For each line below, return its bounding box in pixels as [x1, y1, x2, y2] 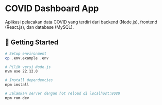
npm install [5, 82, 29, 87]
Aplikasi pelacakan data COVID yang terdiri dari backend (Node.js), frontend [5, 19, 158, 25]
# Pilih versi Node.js [5, 64, 51, 70]
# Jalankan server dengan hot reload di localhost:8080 [5, 91, 120, 96]
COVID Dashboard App [5, 3, 99, 14]
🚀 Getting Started [5, 38, 59, 47]
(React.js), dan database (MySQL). [5, 24, 74, 30]
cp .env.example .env [5, 55, 49, 61]
